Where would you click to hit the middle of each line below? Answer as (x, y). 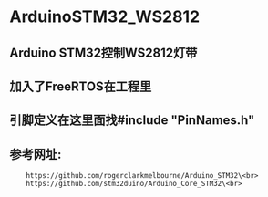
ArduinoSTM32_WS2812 (105, 17)
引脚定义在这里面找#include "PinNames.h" (132, 120)
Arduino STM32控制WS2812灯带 (103, 52)
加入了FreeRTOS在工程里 (81, 86)
